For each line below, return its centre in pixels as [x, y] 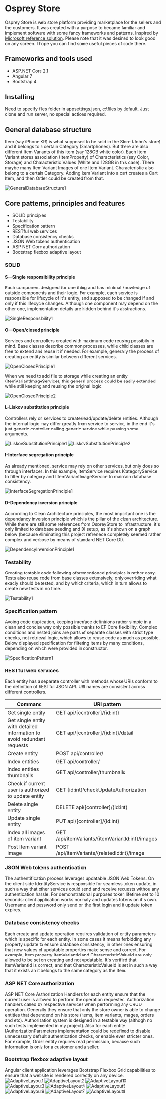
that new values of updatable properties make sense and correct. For [76, 949]
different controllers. [26, 692]
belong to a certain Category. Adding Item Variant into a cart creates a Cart [82, 173]
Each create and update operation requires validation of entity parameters [80, 934]
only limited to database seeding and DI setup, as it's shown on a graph [78, 529]
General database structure [49, 129]
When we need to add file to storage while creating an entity [67, 376]
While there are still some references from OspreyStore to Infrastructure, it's [83, 524]
